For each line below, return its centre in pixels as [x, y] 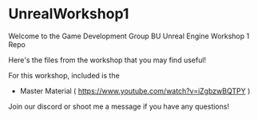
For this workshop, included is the [64, 75]
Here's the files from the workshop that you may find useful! [107, 60]
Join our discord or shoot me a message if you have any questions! [119, 106]
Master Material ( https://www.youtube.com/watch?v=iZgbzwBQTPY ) [135, 91]
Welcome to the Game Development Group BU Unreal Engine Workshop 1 [129, 36]
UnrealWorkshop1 [69, 14]
